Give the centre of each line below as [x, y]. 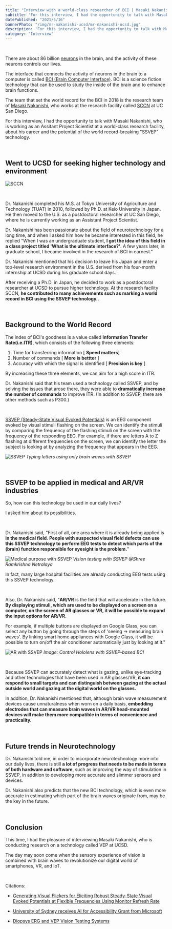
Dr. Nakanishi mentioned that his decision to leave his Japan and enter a [81, 261]
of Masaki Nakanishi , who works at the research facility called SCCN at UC [84, 105]
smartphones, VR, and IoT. [33, 866]
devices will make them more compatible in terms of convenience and [81, 715]
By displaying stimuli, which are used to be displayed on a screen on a [81, 605]
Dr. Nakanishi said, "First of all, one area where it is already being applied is [85, 533]
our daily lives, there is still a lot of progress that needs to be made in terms [86, 764]
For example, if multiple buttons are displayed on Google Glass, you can [81, 626]
